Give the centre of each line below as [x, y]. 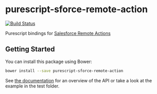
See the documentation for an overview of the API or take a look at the [78, 80]
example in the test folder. [32, 86]
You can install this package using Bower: [49, 61]
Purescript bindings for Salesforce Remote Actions [58, 33]
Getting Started [30, 49]
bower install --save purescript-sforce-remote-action [64, 71]
